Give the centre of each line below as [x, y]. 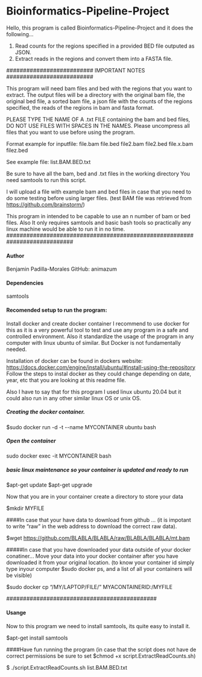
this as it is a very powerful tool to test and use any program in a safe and [97, 330]
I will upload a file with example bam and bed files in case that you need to [99, 192]
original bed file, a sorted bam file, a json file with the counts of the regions [99, 101]
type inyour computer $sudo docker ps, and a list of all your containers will [99, 569]
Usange [16, 612]
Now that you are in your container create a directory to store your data [95, 497]
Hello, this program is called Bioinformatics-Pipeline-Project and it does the [100, 28]
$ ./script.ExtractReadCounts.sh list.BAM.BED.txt [67, 667]
